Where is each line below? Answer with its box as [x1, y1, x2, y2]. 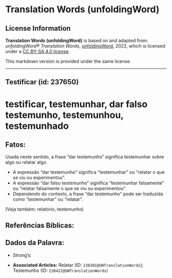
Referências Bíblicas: [5, 221, 74, 229]
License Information [5, 24, 71, 33]
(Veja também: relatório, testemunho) [5, 206, 84, 213]
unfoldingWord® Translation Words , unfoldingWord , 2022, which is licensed [5, 43, 165, 49]
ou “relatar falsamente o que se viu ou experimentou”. [12, 186, 127, 192]
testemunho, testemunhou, [5, 109, 124, 121]
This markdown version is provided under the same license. [5, 58, 132, 64]
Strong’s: [12, 252, 32, 258]
